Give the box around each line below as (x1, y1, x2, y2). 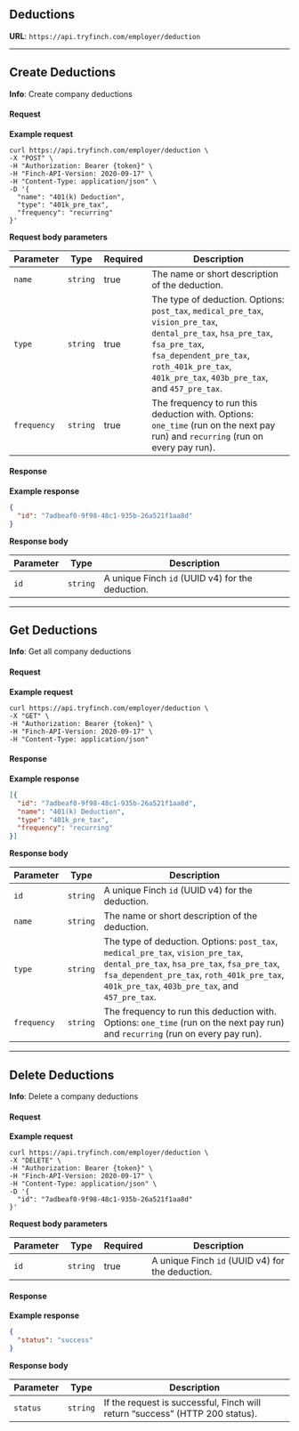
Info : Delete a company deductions (9, 1090, 139, 1102)
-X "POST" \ (9, 153, 53, 163)
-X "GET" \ (9, 711, 50, 720)
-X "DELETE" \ (9, 1156, 62, 1165)
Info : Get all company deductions (9, 646, 132, 657)
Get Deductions (9, 623, 98, 638)
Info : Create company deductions (9, 88, 133, 99)
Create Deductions (9, 65, 116, 80)
